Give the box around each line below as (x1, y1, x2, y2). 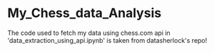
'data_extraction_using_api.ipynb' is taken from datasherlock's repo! (7, 36, 208, 44)
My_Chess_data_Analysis (7, 5, 162, 21)
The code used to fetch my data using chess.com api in (7, 28, 171, 37)
